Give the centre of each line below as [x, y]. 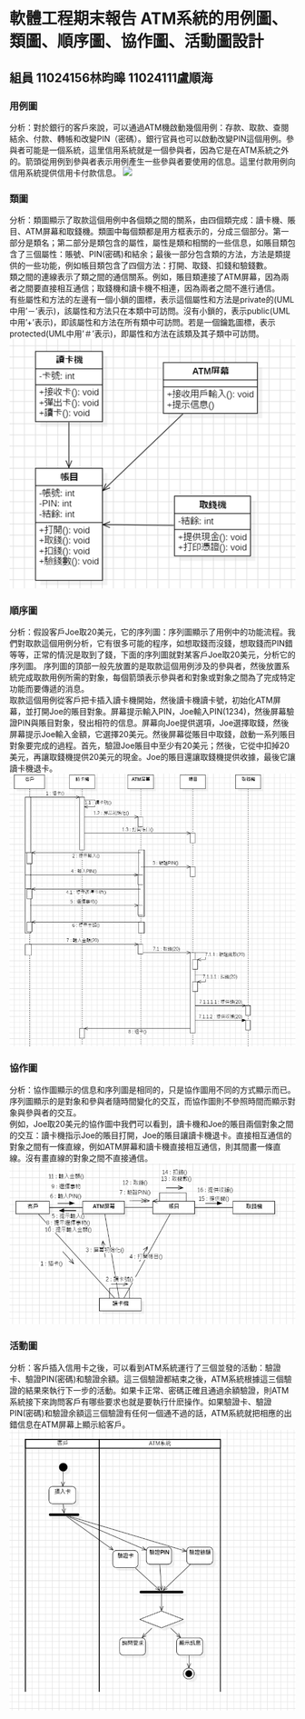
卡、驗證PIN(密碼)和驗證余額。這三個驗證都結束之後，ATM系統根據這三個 [147, 1379]
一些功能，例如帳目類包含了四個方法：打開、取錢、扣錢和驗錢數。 [148, 265]
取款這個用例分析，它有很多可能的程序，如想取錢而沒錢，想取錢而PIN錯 [159, 644]
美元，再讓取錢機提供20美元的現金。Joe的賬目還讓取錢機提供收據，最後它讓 [152, 757]
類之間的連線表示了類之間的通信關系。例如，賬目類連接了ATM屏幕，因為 [145, 277]
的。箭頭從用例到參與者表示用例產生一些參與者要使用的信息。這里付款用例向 [152, 161]
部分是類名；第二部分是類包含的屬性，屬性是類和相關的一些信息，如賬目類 [148, 243]
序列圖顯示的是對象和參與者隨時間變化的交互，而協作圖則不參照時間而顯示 [148, 1101]
